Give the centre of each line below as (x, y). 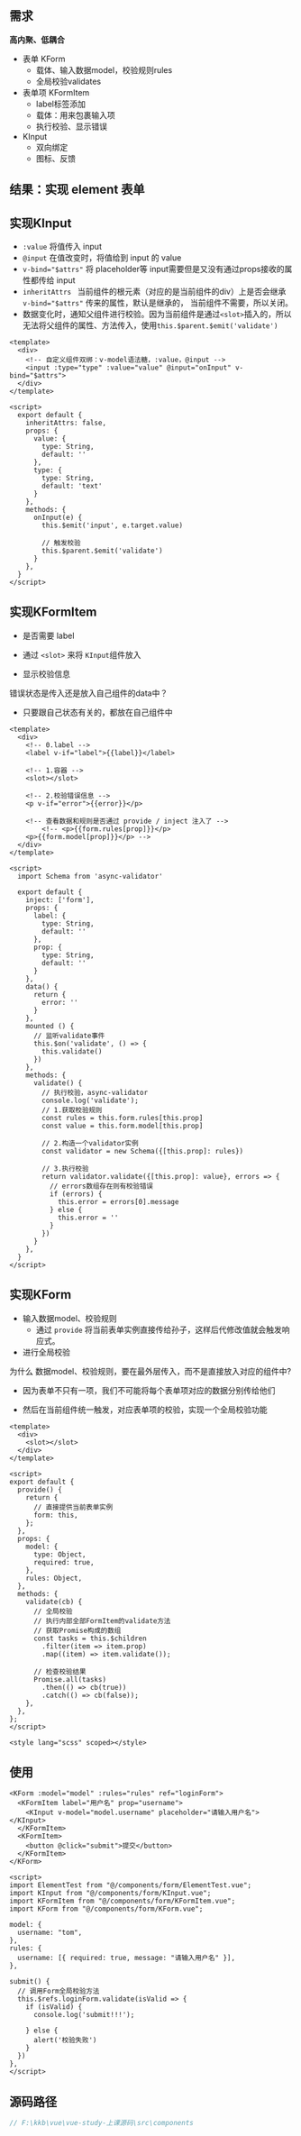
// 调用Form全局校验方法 (59, 1991)
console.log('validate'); (91, 1100)
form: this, (55, 1515)
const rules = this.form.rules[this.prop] (123, 1118)
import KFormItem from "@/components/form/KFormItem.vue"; (123, 1901)
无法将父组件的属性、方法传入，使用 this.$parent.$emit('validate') (150, 325)
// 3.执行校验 (65, 1168)
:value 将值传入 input (62, 247)
